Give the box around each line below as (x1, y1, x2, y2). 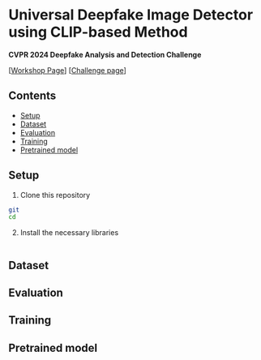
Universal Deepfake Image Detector (8, 6, 254, 24)
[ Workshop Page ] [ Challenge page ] (8, 65, 127, 75)
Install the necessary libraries (19, 228, 119, 238)
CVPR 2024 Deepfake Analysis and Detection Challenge (8, 49, 202, 59)
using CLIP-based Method (8, 23, 188, 41)
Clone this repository (19, 190, 91, 199)
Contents (8, 89, 57, 103)
